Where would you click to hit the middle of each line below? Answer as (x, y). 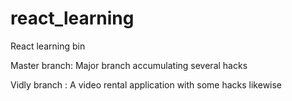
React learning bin (48, 46)
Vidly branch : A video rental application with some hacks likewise (146, 84)
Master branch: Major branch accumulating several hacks (129, 65)
